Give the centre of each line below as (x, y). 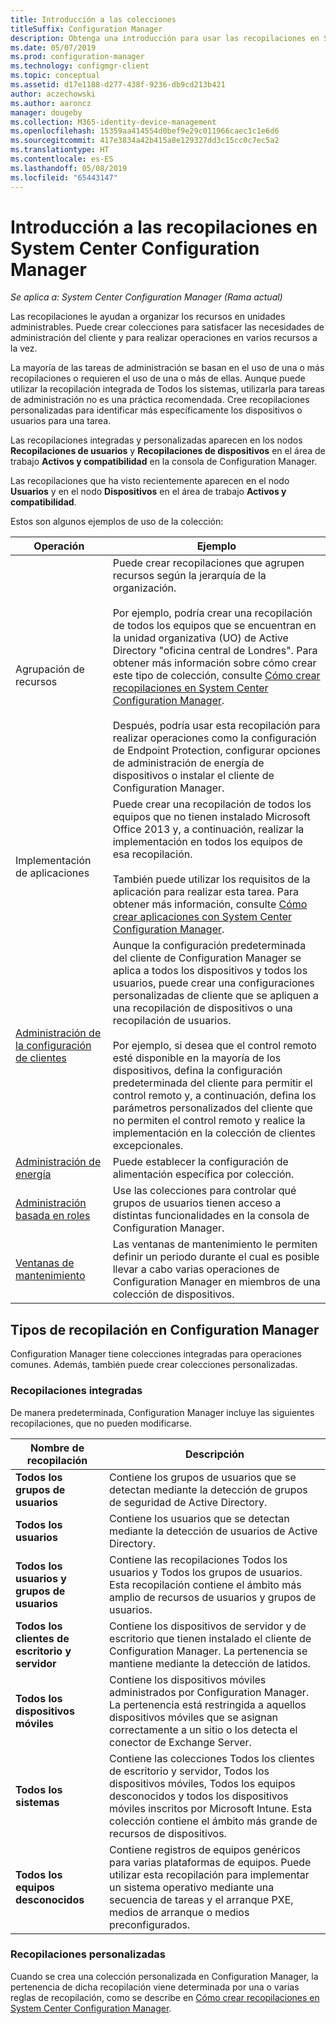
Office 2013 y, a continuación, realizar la (208, 829)
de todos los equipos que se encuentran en (214, 626)
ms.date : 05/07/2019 (53, 47)
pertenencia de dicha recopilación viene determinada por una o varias (155, 1987)
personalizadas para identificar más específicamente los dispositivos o (156, 410)
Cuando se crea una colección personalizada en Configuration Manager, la (164, 1976)
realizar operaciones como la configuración (214, 738)
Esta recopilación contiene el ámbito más (205, 1584)
